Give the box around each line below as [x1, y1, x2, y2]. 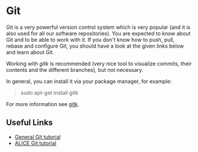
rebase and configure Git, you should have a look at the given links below [6, 42, 184, 49]
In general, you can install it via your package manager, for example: [6, 78, 172, 85]
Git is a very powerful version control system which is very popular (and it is [6, 24, 190, 31]
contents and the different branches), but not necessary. [6, 66, 143, 73]
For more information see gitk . [6, 100, 80, 107]
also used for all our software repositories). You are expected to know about [6, 29, 191, 37]
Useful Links [6, 118, 53, 128]
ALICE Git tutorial [14, 140, 57, 147]
